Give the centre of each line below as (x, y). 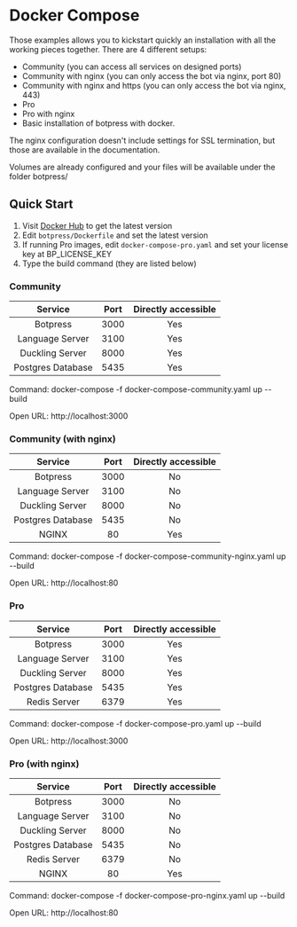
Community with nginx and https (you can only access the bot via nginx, (154, 85)
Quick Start (41, 204)
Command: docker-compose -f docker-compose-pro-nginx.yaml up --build (147, 895)
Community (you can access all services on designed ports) (132, 67)
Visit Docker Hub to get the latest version (97, 225)
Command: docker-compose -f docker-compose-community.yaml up (136, 389)
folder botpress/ (39, 176)
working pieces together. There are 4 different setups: (108, 49)
